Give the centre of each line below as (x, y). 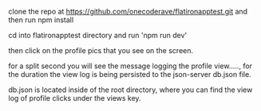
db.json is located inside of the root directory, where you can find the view (130, 90)
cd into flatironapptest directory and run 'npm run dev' (98, 35)
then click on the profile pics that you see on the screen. (101, 50)
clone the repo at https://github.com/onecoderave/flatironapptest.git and (128, 11)
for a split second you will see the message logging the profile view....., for (130, 66)
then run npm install (41, 20)
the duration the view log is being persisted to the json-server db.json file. (130, 74)
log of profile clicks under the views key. (75, 98)
